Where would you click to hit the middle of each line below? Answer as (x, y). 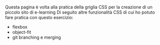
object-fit (22, 32)
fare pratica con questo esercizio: (39, 17)
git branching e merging (37, 37)
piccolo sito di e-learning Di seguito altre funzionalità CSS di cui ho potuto (80, 12)
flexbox (20, 27)
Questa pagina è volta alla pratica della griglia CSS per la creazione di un (79, 7)
